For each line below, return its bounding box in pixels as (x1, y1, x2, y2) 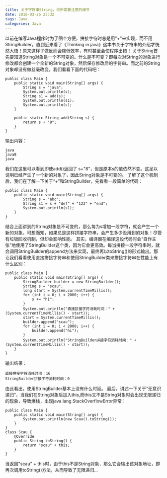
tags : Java (5, 16, 28, 21)
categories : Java (5, 21, 41, 26)
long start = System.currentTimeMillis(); (23, 288, 112, 293)
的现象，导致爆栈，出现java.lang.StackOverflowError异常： (5, 398, 126, 404)
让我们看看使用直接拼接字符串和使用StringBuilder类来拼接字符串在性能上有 (5, 254, 158, 261)
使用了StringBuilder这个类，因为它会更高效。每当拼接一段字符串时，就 (15, 242, 160, 248)
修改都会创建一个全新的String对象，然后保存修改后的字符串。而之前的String (5, 60, 161, 66)
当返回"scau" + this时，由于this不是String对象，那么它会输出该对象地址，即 (5, 461, 161, 467)
